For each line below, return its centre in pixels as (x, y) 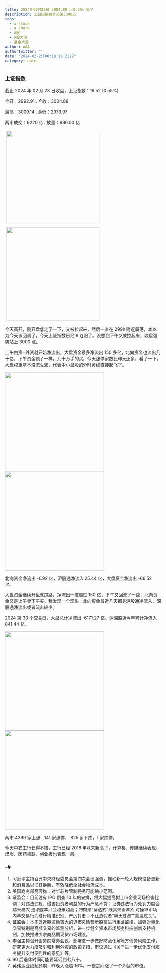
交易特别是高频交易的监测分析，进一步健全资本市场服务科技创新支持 (82, 928)
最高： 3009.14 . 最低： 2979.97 (36, 112)
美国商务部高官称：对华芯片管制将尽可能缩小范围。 (64, 891)
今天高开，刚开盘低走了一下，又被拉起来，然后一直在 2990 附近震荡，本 (79, 329)
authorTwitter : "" (24, 51)
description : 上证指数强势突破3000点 (41, 14)
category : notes (22, 61)
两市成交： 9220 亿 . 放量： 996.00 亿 (42, 122)
